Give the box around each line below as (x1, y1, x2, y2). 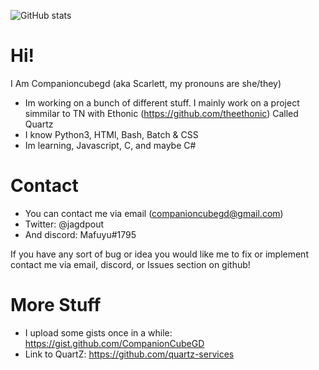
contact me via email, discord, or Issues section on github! (10, 258, 251, 270)
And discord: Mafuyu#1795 (24, 228, 137, 240)
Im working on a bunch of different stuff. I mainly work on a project (24, 96, 300, 109)
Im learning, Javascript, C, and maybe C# (24, 139, 197, 151)
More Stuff (10, 294, 102, 317)
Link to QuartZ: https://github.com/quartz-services (24, 348, 235, 360)
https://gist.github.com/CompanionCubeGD (24, 337, 205, 349)
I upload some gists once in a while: (24, 326, 173, 339)
